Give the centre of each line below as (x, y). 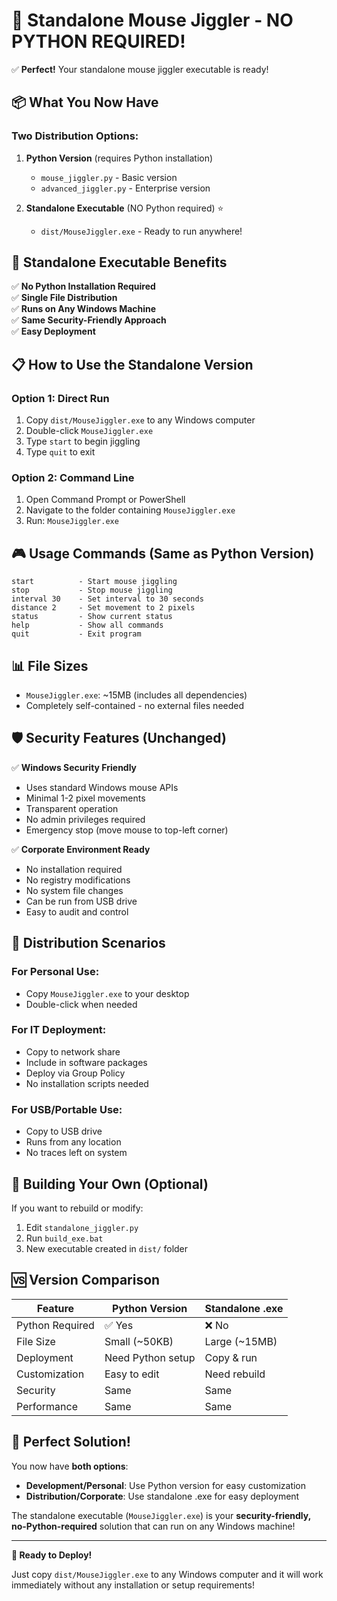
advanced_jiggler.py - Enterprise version (125, 188)
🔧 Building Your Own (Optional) (110, 1184)
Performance (47, 1406)
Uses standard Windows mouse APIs (102, 787)
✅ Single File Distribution (64, 298)
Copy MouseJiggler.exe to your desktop (107, 993)
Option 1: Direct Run (60, 398)
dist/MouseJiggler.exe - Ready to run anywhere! (141, 231)
